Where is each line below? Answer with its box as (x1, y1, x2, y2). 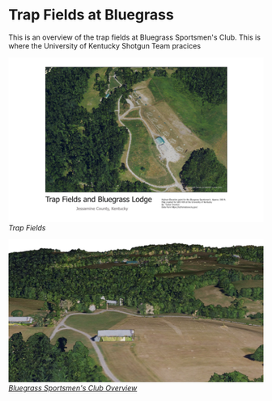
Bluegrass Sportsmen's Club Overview (8, 383, 138, 393)
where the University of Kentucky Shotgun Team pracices (8, 40, 201, 50)
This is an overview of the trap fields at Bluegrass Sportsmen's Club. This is (8, 32, 261, 42)
